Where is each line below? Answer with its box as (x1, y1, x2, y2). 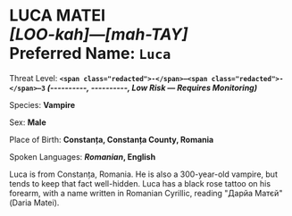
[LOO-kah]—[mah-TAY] (9, 24, 188, 45)
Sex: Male (9, 117, 46, 128)
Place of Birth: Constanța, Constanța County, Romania (9, 134, 214, 145)
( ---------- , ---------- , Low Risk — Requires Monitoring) (46, 82, 257, 93)
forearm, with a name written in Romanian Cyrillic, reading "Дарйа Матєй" (9, 187, 283, 198)
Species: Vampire (9, 99, 76, 110)
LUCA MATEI (9, 5, 105, 26)
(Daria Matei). (9, 197, 60, 208)
